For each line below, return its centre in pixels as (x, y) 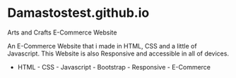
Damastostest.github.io (78, 13)
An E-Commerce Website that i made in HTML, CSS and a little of (102, 46)
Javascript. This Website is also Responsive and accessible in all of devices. (118, 53)
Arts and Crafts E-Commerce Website (62, 32)
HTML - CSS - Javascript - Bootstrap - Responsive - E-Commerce (114, 67)
